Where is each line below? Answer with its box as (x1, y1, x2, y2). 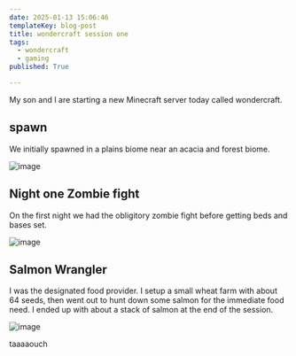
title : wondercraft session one (9, 29, 129, 38)
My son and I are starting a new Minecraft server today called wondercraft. (9, 94, 283, 104)
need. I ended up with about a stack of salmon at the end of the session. (9, 305, 274, 315)
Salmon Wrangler (9, 262, 108, 277)
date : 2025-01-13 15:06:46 (9, 12, 109, 22)
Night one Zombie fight (9, 187, 140, 202)
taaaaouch (9, 338, 49, 350)
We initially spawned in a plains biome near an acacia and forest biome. (9, 143, 270, 154)
